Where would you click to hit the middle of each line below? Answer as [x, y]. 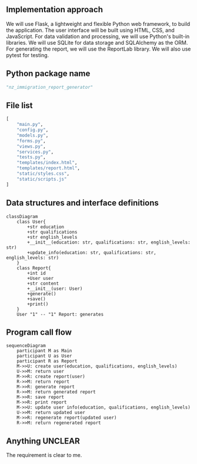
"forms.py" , [31, 141]
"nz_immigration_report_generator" [50, 87]
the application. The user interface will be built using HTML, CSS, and [90, 30]
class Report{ [34, 268]
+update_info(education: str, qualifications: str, [92, 252]
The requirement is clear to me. [44, 455]
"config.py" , [33, 130]
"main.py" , [30, 125]
